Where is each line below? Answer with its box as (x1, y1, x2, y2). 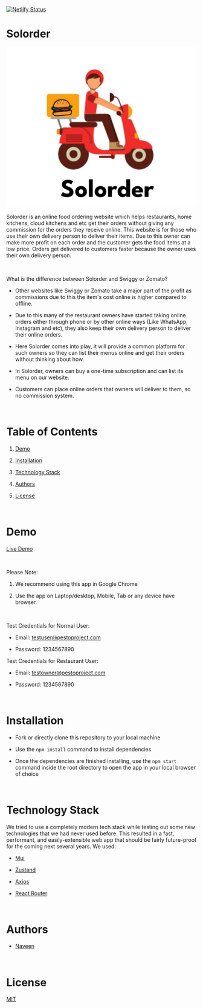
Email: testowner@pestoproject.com (14, 669, 106, 676)
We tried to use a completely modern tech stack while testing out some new (6, 823, 196, 830)
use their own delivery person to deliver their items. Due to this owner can (6, 232, 190, 240)
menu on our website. (14, 374, 69, 381)
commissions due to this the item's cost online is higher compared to (14, 293, 187, 300)
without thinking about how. (14, 355, 85, 363)
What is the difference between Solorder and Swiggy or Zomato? (6, 275, 168, 282)
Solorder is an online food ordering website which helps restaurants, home (6, 213, 192, 220)
